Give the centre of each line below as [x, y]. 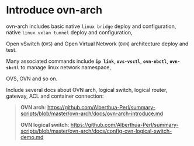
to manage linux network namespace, [66, 67]
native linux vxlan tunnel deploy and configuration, [69, 32]
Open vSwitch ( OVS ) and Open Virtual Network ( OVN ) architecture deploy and [97, 44]
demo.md [32, 137]
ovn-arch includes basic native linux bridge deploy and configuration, [91, 26]
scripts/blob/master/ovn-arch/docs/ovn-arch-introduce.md [92, 113]
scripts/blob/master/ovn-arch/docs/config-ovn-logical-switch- [96, 131]
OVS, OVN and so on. [32, 79]
